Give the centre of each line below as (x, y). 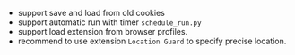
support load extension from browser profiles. (103, 31)
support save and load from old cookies (91, 13)
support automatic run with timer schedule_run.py (109, 22)
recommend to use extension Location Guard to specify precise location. (152, 41)
